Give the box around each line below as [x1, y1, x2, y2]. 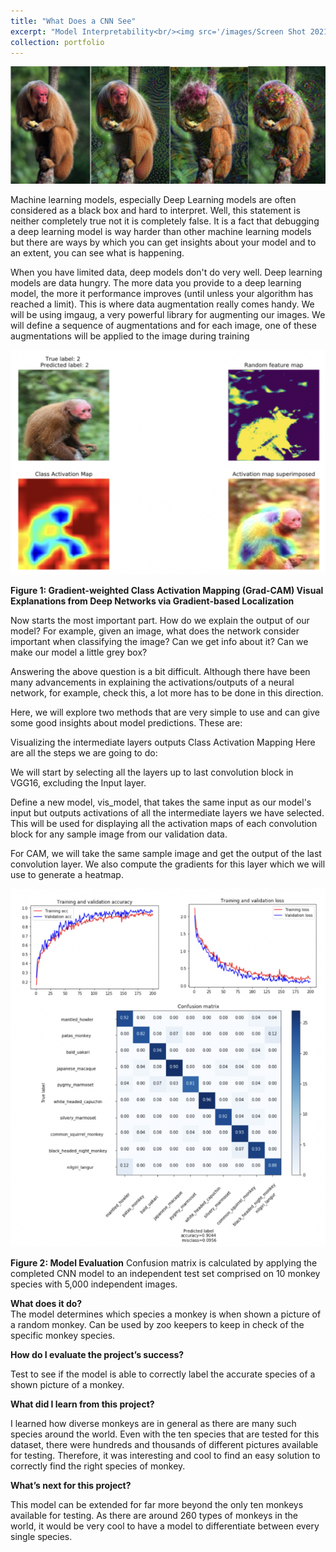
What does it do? [10, 1297, 83, 1309]
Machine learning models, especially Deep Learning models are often [10, 193, 297, 205]
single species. [10, 1530, 73, 1542]
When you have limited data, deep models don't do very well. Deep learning [10, 266, 323, 278]
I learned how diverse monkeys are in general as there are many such [10, 1417, 297, 1429]
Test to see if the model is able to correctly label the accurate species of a [10, 1368, 316, 1380]
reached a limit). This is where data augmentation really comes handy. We [10, 298, 315, 310]
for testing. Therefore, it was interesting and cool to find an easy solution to [10, 1449, 321, 1461]
